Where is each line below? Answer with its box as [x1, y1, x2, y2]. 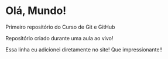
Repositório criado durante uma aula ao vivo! [5, 34, 114, 41]
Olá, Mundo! [5, 4, 67, 18]
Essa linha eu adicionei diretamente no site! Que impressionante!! [5, 46, 163, 53]
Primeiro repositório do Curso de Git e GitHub [5, 23, 115, 30]
